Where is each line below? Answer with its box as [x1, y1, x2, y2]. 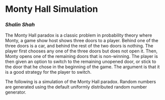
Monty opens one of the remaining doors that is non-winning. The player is [5, 53, 158, 59]
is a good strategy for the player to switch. [5, 69, 92, 75]
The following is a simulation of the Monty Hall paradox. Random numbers [5, 79, 156, 85]
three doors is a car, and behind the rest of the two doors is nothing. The [5, 43, 154, 49]
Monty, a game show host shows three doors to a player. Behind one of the [5, 38, 159, 44]
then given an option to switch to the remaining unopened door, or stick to [5, 58, 157, 65]
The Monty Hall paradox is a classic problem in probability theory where [5, 32, 152, 38]
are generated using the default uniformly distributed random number [5, 84, 147, 90]
